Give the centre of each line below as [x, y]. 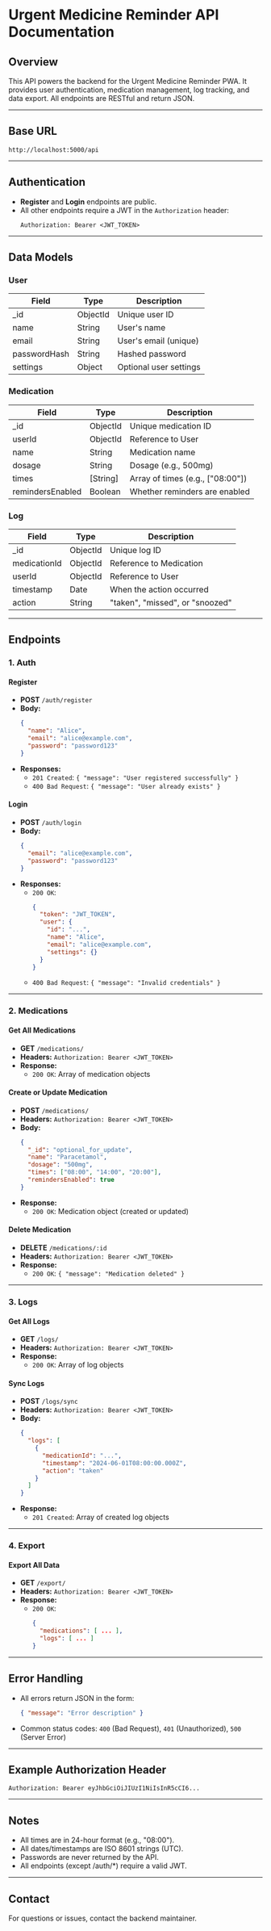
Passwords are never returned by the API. [89, 1858]
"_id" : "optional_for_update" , [80, 1150]
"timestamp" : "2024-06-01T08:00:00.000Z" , [114, 1463]
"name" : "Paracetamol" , [67, 1157]
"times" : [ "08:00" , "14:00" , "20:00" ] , [95, 1172]
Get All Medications [42, 1030]
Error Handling [46, 1679]
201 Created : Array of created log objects [100, 1517]
